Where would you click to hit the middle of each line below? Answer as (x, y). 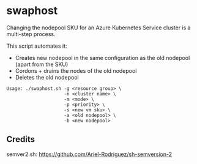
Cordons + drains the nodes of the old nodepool (76, 70)
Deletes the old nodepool (47, 77)
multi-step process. (31, 34)
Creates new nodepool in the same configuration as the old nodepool (102, 58)
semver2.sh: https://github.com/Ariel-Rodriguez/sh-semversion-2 (89, 154)
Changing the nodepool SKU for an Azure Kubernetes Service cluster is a (98, 28)
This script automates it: (37, 46)
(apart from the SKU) (42, 64)
